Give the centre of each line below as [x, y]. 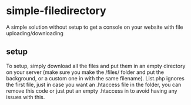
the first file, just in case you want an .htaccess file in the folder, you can [94, 84]
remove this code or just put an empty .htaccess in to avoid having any [92, 91]
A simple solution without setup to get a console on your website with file [95, 27]
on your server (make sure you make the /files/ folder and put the [85, 72]
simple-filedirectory [56, 11]
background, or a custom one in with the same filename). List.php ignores [95, 78]
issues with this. [26, 97]
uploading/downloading [35, 33]
